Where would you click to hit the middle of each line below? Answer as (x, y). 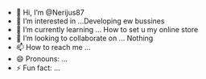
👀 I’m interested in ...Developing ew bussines (90, 21)
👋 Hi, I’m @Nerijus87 (50, 12)
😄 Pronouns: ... (42, 59)
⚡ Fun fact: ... (38, 68)
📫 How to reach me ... (53, 47)
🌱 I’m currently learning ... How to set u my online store (107, 29)
